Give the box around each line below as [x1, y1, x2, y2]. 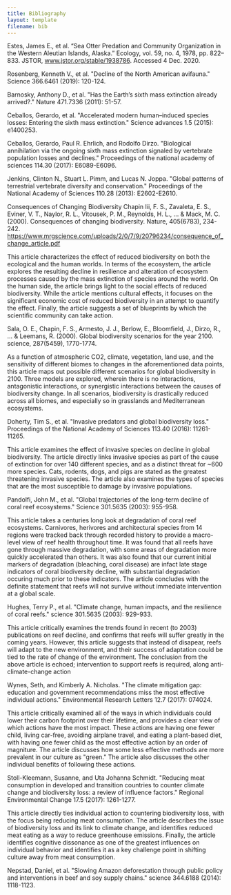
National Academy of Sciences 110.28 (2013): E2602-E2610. [7, 189, 178, 197]
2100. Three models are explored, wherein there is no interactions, [7, 375, 196, 383]
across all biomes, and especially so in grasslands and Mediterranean [7, 397, 205, 405]
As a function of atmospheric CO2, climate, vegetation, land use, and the [7, 353, 214, 361]
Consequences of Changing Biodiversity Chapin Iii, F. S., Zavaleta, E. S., [7, 203, 212, 211]
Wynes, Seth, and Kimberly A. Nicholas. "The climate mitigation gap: [7, 681, 202, 689]
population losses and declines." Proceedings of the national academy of [7, 154, 215, 162]
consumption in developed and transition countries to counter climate [7, 781, 205, 789]
